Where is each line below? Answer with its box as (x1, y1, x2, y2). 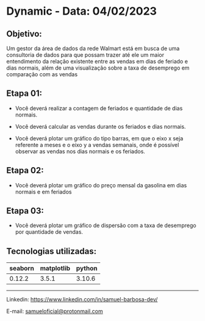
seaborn (9, 264, 35, 273)
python (76, 264, 98, 273)
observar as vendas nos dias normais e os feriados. (15, 148, 145, 155)
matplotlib (40, 264, 71, 273)
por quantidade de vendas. (15, 228, 84, 236)
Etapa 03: (6, 206, 45, 216)
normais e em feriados (15, 188, 72, 195)
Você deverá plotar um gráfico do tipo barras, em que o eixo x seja (15, 134, 184, 142)
